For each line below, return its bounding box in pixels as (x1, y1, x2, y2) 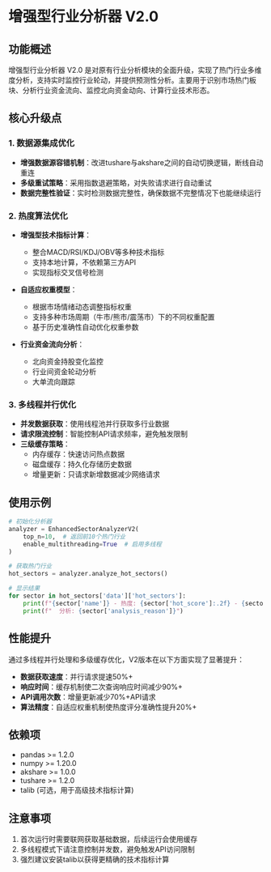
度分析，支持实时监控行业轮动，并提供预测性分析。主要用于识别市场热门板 (8, 75, 256, 85)
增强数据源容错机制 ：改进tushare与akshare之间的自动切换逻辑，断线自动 (19, 157, 264, 167)
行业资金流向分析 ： (19, 339, 85, 349)
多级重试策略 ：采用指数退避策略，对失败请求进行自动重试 (19, 177, 212, 187)
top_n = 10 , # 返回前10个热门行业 (23, 532, 126, 541)
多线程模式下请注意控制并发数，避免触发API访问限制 (19, 844, 196, 854)
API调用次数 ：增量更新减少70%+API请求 (19, 691, 156, 701)
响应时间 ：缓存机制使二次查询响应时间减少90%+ (19, 682, 184, 691)
